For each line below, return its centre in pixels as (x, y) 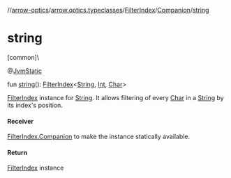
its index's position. (35, 105)
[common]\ (23, 57)
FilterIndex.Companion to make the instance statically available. (99, 137)
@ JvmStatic (25, 71)
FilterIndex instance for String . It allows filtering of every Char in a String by (116, 97)
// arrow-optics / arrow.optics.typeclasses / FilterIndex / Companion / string (108, 10)
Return (17, 152)
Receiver (20, 121)
